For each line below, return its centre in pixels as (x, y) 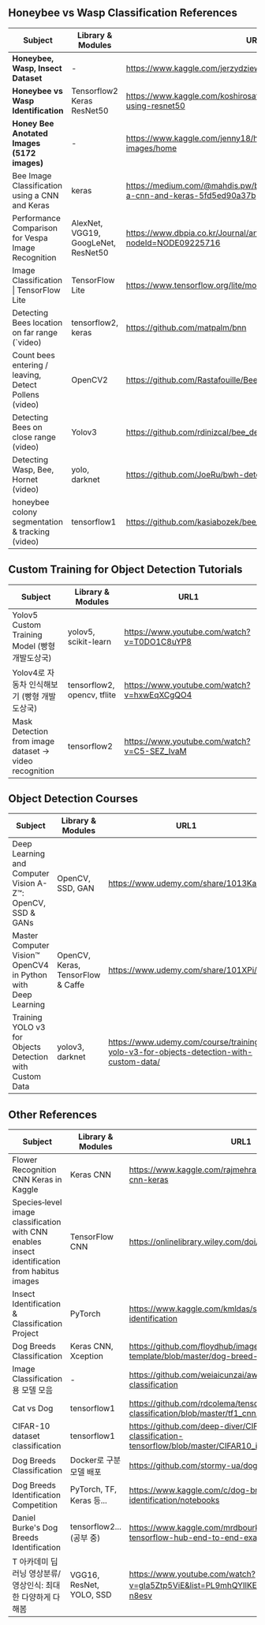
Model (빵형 (34, 646)
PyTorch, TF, (93, 1489)
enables (27, 1242)
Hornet (25, 479)
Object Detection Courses (73, 799)
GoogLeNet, (93, 242)
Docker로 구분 (95, 1460)
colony (25, 512)
